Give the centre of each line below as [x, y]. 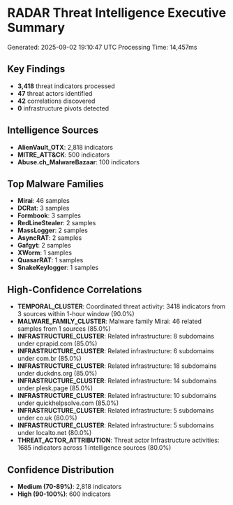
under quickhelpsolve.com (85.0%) [68, 403]
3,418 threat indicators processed [66, 86]
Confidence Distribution [61, 470]
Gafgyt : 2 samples [44, 246]
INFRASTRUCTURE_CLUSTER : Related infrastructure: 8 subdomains [116, 336]
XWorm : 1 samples [44, 252]
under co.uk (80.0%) [47, 418]
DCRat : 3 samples [43, 208]
